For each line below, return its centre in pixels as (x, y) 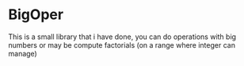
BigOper (36, 15)
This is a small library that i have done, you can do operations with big (122, 37)
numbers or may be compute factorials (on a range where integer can (122, 45)
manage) (23, 53)
